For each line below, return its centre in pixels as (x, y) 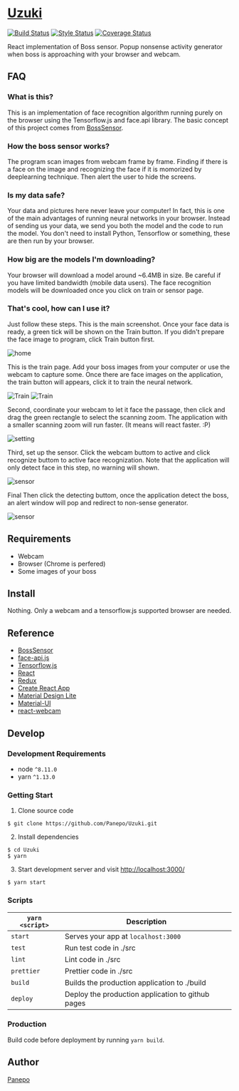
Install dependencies (48, 837)
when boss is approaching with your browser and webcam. (94, 54)
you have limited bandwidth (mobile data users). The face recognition (109, 282)
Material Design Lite (47, 696)
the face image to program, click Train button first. (81, 339)
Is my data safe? (36, 195)
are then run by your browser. (51, 241)
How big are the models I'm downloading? (81, 259)
